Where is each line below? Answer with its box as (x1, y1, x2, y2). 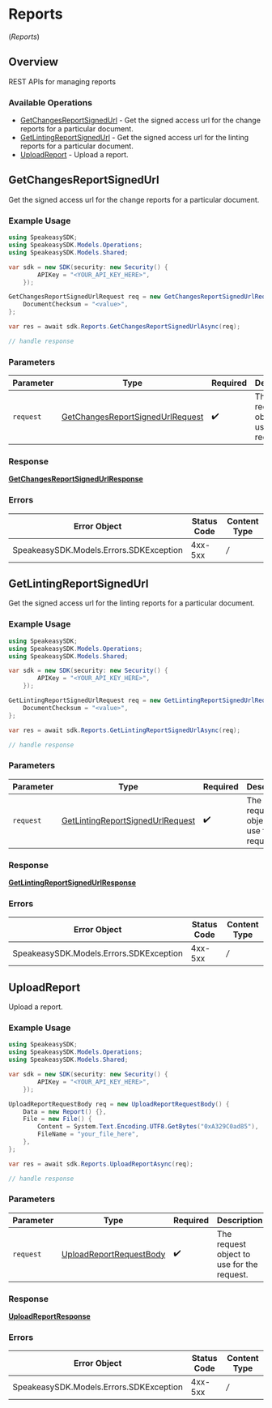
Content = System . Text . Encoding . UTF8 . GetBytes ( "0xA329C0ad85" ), (37, 1123, 259, 1131)
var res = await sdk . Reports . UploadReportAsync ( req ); (8, 1160, 194, 1168)
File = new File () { (23, 1115, 92, 1123)
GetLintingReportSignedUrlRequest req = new (8, 696, 161, 705)
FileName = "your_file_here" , (37, 1130, 139, 1139)
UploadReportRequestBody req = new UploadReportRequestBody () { (8, 1100, 230, 1108)
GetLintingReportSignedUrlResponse (8, 878, 136, 888)
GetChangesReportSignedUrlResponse (8, 474, 143, 484)
